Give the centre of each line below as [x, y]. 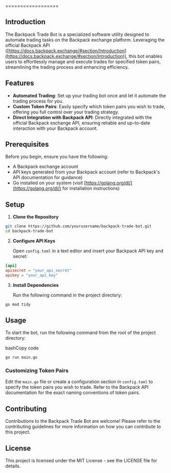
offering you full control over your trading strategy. [66, 112]
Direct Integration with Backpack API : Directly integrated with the [82, 117]
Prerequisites [27, 144]
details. [13, 466]
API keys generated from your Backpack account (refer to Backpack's [86, 172]
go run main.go [21, 358]
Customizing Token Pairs [37, 371]
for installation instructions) [91, 188]
